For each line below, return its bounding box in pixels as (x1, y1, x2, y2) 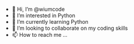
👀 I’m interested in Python (11, 12, 76, 19)
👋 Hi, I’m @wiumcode (11, 6, 65, 12)
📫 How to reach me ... (11, 32, 68, 38)
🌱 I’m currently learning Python (11, 18, 89, 25)
